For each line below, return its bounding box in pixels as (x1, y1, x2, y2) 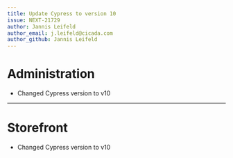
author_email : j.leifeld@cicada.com (7, 29, 113, 37)
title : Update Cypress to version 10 (7, 10, 116, 17)
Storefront (7, 120, 68, 136)
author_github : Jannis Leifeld (7, 36, 98, 43)
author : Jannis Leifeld (7, 23, 76, 30)
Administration (7, 66, 95, 82)
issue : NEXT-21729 (7, 17, 60, 24)
